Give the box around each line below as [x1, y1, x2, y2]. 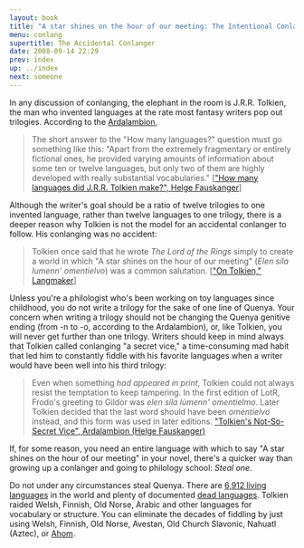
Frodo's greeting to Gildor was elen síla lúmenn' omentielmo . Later [31, 396, 280, 408]
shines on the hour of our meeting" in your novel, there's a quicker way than [9, 452, 293, 463]
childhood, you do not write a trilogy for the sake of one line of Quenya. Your [9, 302, 295, 312]
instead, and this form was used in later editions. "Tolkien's [31, 416, 252, 427]
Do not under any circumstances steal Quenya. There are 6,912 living [9, 479, 267, 490]
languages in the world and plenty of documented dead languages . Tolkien [9, 489, 290, 500]
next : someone [9, 72, 63, 82]
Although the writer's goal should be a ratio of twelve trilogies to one [9, 199, 265, 210]
